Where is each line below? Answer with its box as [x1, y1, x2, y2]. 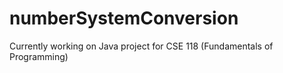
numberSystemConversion [9, 7, 239, 30]
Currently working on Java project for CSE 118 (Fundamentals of [9, 40, 274, 52]
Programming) [9, 50, 69, 62]
